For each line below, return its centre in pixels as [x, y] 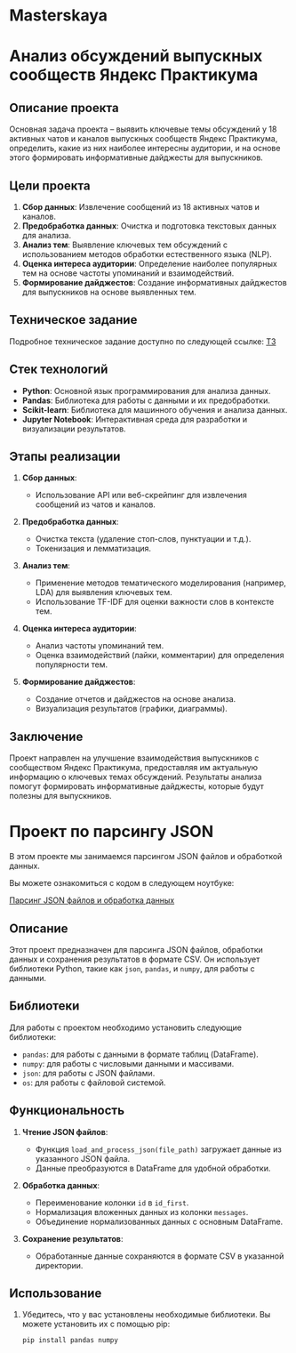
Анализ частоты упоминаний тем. [100, 646]
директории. [59, 1265]
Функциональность [67, 1111]
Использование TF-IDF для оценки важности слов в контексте [155, 602]
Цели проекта [50, 185]
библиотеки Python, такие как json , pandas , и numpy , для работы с [132, 969]
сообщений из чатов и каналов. [95, 504]
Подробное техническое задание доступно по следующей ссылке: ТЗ [143, 341]
